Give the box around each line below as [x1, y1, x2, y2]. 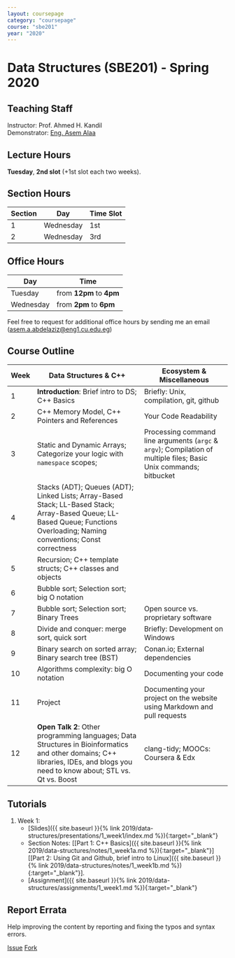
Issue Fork [7, 943, 38, 952]
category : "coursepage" [7, 17, 77, 24]
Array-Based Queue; [37, 508, 106, 518]
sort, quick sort [37, 632, 87, 642]
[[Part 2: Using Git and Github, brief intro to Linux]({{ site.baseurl [27, 854, 215, 862]
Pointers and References [37, 415, 118, 425]
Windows [143, 632, 175, 642]
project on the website [143, 693, 218, 702]
